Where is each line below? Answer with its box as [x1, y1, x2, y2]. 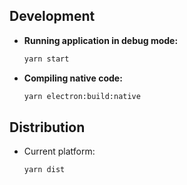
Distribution [9, 119, 86, 136]
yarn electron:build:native [23, 91, 141, 101]
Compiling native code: [23, 72, 123, 84]
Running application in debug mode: [23, 34, 179, 46]
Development [9, 8, 96, 25]
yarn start [23, 54, 70, 64]
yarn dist [23, 165, 66, 175]
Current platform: [23, 145, 96, 158]
